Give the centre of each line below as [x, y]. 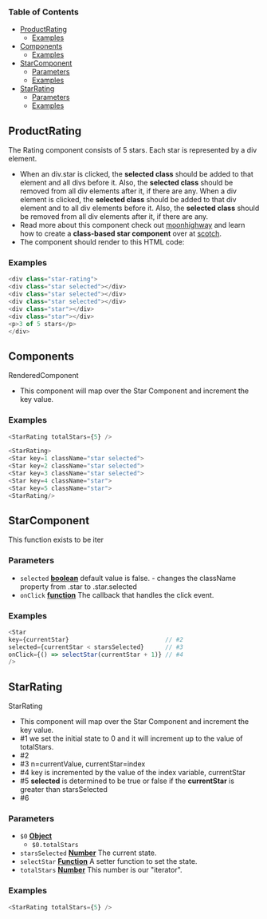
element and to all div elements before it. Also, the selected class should [139, 208]
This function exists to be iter [56, 540]
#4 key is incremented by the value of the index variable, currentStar [132, 773]
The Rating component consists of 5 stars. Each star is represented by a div [133, 150]
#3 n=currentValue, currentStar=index [82, 764]
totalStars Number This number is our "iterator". [101, 870]
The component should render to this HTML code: [102, 242]
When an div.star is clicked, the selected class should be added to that [136, 174]
